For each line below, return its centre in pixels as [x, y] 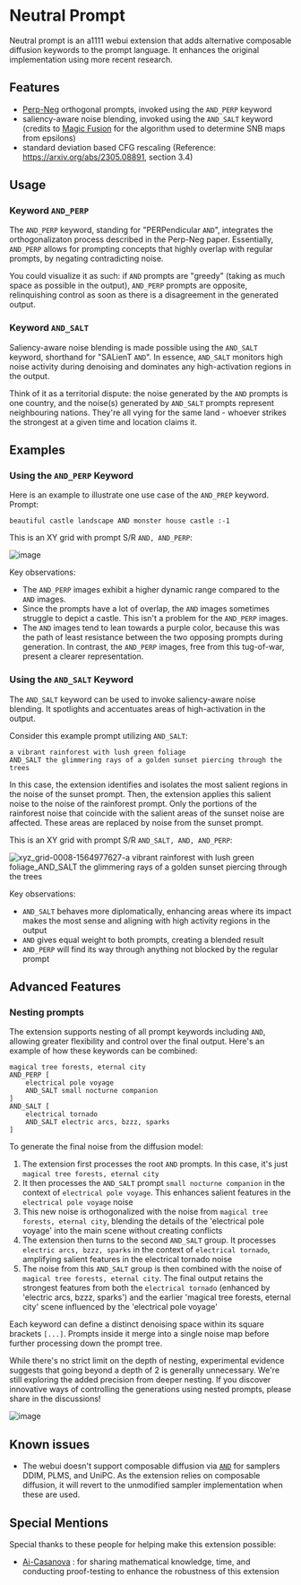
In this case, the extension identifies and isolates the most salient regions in [149, 784]
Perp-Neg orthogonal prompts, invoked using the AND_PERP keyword [147, 109]
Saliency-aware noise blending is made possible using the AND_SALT [133, 347]
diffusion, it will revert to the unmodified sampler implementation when [153, 1485]
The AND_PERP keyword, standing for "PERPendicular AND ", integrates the [141, 230]
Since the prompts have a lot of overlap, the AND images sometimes [146, 609]
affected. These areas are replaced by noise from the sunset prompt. [137, 822]
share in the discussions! [55, 1399]
